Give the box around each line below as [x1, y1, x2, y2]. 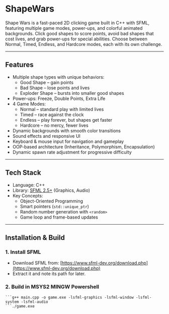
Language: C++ [12, 182, 45, 188]
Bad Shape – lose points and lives [20, 84, 90, 91]
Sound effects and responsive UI [12, 133, 80, 139]
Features [5, 61, 34, 69]
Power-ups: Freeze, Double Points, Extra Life [12, 95, 106, 101]
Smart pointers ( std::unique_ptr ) [20, 203, 90, 210]
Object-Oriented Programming [20, 198, 83, 204]
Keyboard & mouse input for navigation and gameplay [12, 138, 124, 144]
